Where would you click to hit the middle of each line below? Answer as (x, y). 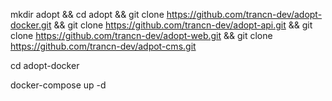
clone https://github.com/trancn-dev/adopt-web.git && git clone (141, 35)
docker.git (31, 25)
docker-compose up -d (58, 85)
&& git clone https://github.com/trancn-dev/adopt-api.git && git (183, 25)
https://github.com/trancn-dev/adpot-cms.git (103, 46)
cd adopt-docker (45, 65)
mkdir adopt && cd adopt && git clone (87, 14)
